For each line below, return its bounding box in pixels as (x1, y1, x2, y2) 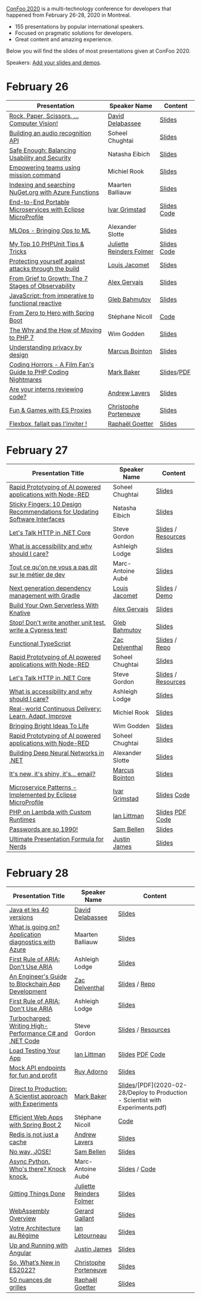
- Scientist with (118, 1096, 162, 1104)
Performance (9, 1029, 46, 1037)
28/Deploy (118, 1088, 148, 1096)
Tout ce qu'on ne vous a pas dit (9, 563, 98, 571)
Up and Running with (9, 1241, 68, 1249)
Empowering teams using (9, 163, 81, 171)
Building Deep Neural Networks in (9, 748, 105, 757)
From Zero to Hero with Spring (9, 309, 95, 317)
